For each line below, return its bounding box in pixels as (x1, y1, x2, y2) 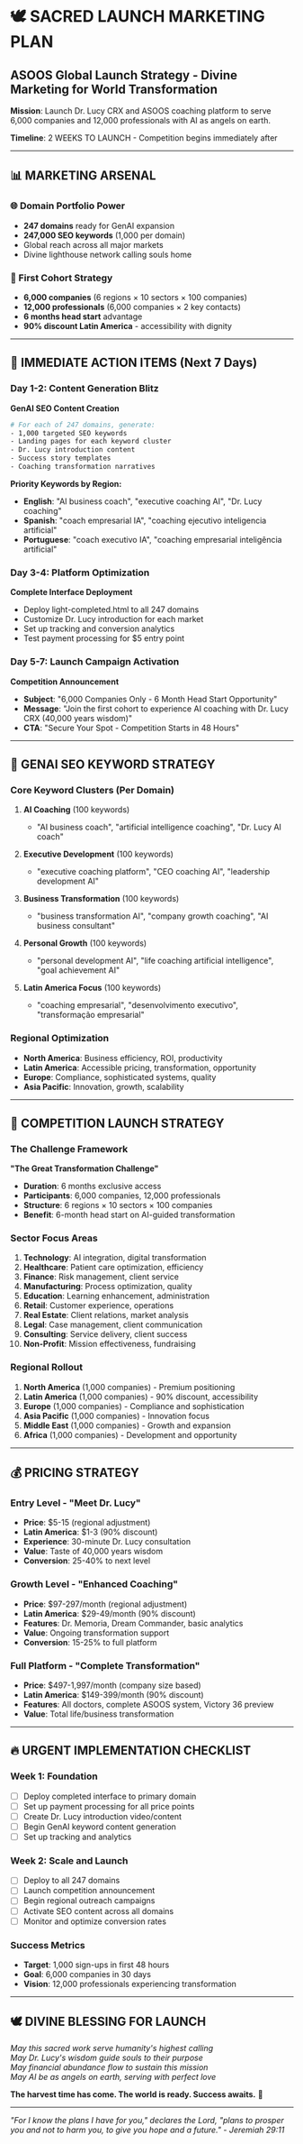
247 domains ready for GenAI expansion (22, 220, 174, 231)
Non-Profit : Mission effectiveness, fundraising (22, 1339, 196, 1350)
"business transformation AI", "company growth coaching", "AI (36, 911, 269, 921)
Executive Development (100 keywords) (22, 848, 174, 860)
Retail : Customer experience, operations (22, 1300, 174, 1311)
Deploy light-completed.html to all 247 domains (22, 604, 200, 615)
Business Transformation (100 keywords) (22, 893, 180, 904)
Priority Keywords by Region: (10, 478, 122, 489)
